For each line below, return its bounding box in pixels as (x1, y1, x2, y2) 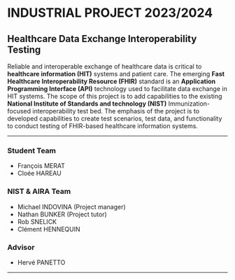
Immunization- (168, 99, 211, 108)
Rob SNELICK (17, 217, 57, 225)
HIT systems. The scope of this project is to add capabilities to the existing (7, 92, 222, 100)
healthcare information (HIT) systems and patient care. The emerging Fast (7, 70, 225, 78)
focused (7, 107, 31, 115)
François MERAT (17, 162, 65, 170)
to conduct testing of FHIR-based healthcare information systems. (7, 122, 198, 130)
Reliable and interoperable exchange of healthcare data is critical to (7, 62, 202, 71)
